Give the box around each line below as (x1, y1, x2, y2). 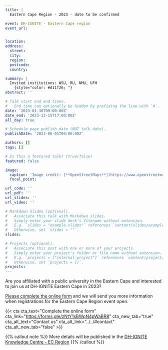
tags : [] (5, 145, 23, 150)
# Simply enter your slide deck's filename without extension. (5, 218, 144, 223)
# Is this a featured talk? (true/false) (5, 153, 93, 159)
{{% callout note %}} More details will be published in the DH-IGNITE (5, 333, 147, 340)
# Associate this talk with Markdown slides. (5, 213, 106, 218)
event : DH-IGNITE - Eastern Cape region (5, 21, 91, 26)
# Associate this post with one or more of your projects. (5, 245, 135, 250)
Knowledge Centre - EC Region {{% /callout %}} (5, 339, 105, 345)
